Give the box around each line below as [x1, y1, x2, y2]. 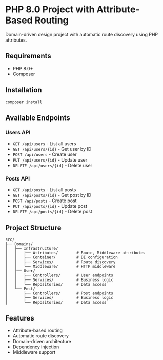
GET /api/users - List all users [12, 141, 76, 147]
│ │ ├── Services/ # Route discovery [5, 259, 116, 265]
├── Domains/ [5, 242, 33, 247]
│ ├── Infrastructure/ [5, 246, 58, 251]
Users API [5, 129, 31, 136]
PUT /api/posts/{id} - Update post [12, 203, 88, 209]
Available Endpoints [5, 113, 71, 122]
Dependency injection [12, 344, 59, 350]
